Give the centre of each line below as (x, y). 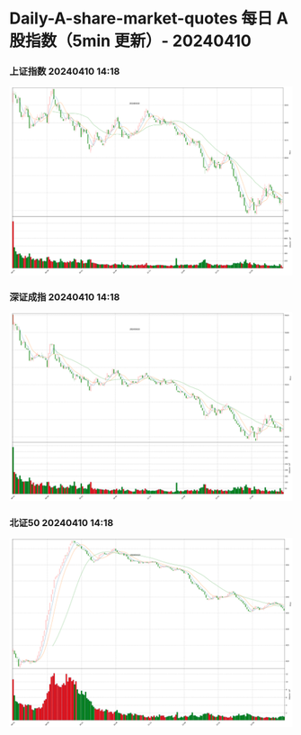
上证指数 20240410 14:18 (65, 71)
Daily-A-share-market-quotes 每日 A (149, 18)
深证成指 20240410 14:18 (65, 296)
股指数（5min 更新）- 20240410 (130, 41)
